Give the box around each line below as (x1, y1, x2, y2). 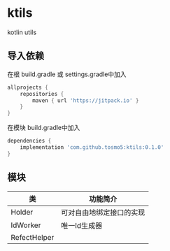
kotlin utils (7, 28, 37, 36)
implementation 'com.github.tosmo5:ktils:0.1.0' (20, 144, 164, 151)
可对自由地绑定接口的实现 (60, 208, 146, 217)
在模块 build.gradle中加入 (7, 124, 80, 132)
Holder (10, 207, 34, 217)
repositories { (20, 90, 64, 97)
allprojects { (7, 84, 49, 91)
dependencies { (7, 138, 52, 145)
